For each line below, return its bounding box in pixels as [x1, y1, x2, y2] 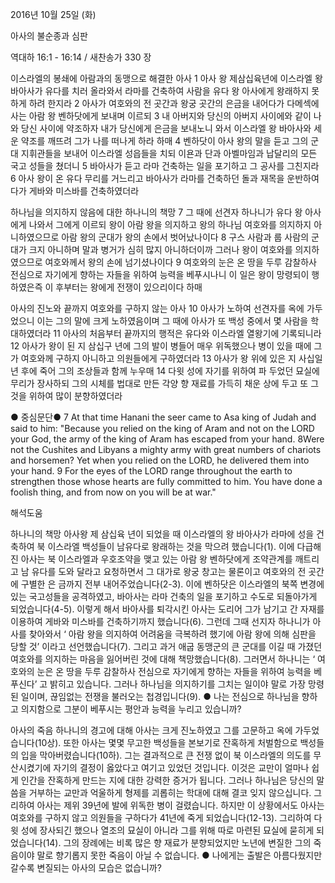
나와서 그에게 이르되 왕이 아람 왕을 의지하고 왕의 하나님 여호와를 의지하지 [28, 219, 312, 230]
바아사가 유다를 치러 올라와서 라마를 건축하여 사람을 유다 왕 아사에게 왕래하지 [10, 85, 310, 97]
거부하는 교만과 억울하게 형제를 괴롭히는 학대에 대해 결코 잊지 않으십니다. [28, 787, 312, 798]
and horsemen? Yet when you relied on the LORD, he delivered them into [10, 454, 310, 466]
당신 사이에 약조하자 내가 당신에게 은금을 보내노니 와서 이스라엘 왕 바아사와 [20, 123, 312, 134]
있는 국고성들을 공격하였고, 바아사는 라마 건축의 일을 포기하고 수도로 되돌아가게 [10, 591, 318, 602]
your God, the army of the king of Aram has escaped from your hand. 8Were [10, 433, 325, 445]
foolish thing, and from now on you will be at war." [10, 486, 217, 498]
